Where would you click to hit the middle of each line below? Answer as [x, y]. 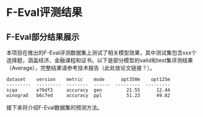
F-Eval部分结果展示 [43, 37]
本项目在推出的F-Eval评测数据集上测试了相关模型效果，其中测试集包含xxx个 [101, 53]
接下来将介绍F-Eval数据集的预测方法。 [55, 108]
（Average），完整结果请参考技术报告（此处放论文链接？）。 [81, 68]
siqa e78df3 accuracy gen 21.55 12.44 [88, 90]
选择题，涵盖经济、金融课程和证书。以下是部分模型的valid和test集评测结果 [100, 60]
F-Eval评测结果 [44, 12]
